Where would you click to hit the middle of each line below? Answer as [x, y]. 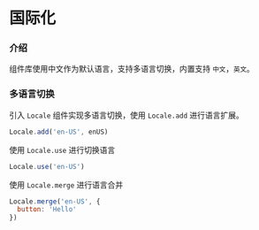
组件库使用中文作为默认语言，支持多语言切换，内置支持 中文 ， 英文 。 [132, 69]
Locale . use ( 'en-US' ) [47, 166]
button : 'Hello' [47, 210]
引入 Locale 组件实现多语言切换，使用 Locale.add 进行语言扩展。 [127, 115]
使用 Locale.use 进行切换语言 [62, 149]
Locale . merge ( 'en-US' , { [55, 201]
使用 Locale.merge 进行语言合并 [66, 184]
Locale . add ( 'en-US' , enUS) [59, 132]
